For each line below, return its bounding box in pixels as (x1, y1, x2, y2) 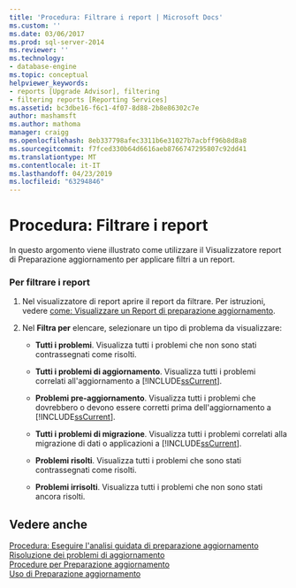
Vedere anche (9, 516, 88, 531)
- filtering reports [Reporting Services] (9, 95, 168, 104)
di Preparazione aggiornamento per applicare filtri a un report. (9, 254, 236, 265)
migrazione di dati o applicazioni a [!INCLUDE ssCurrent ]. (34, 439, 242, 449)
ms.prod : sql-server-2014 (9, 37, 104, 47)
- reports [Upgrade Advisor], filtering (9, 87, 161, 95)
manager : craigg (9, 128, 69, 137)
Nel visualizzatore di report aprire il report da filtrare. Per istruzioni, (21, 296, 266, 307)
